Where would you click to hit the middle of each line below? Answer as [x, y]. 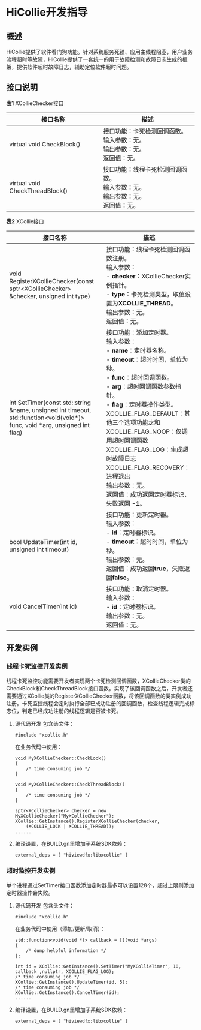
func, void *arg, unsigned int [49, 425]
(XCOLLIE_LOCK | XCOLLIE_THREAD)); [70, 826]
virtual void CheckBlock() [45, 144]
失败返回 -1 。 [126, 503]
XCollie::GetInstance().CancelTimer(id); [67, 993]
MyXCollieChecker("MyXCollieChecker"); [65, 816]
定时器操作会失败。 [30, 893]
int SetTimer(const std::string [50, 403]
